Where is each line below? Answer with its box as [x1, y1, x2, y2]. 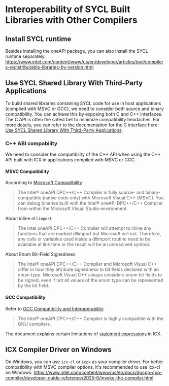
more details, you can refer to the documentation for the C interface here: [5, 122, 159, 128]
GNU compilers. [17, 321, 52, 327]
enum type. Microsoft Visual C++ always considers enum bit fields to [17, 272, 162, 278]
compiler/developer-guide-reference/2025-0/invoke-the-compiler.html [5, 375, 154, 381]
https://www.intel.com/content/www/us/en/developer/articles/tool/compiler [5, 59, 164, 64]
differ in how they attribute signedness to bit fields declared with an [17, 266, 159, 272]
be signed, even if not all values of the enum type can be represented [17, 277, 163, 284]
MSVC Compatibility [5, 168, 49, 174]
